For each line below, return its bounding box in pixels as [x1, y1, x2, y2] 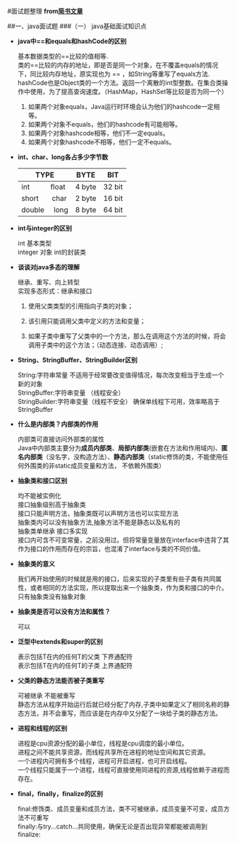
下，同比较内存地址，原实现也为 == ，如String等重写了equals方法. [17, 70, 210, 78]
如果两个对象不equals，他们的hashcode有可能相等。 [28, 120, 182, 128]
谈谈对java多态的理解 [17, 263, 80, 271]
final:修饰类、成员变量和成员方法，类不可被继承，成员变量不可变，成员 [17, 804, 224, 813]
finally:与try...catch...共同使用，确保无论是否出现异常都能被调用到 [17, 822, 208, 831]
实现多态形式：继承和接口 [17, 287, 92, 295]
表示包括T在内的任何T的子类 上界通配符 [17, 661, 133, 669]
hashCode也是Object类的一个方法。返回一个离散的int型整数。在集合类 [17, 79, 222, 87]
